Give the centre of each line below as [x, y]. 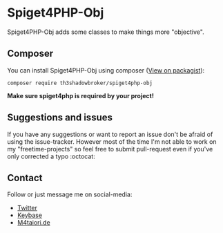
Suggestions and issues [60, 118]
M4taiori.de [33, 223]
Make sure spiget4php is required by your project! [80, 95]
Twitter [27, 208]
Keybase [30, 215]
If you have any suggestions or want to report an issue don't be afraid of [110, 134]
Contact [25, 178]
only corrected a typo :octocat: [51, 156]
